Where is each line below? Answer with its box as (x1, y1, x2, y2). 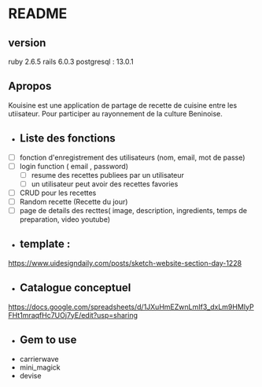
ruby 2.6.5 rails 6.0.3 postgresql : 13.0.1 (8, 57, 134, 66)
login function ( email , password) (19, 161, 128, 171)
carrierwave (19, 354, 59, 363)
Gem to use (19, 334, 77, 347)
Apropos (8, 79, 52, 93)
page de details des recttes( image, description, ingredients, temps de (19, 206, 248, 215)
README (8, 5, 68, 23)
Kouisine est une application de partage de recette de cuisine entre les (8, 100, 238, 110)
